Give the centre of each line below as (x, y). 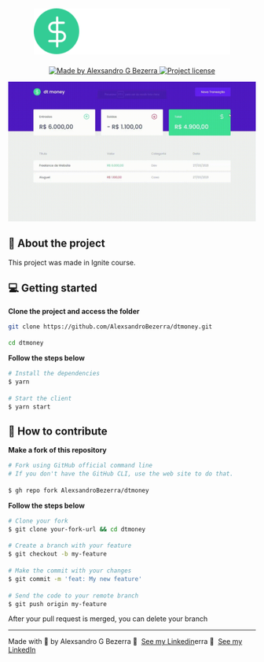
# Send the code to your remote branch (73, 595)
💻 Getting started (53, 288)
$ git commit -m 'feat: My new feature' (75, 579)
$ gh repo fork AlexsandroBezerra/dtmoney (79, 490)
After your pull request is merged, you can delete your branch (108, 619)
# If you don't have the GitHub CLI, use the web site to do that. (121, 474)
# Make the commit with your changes (70, 571)
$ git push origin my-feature (58, 604)
